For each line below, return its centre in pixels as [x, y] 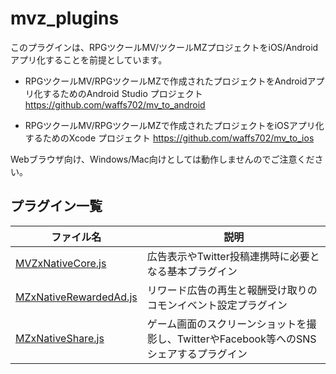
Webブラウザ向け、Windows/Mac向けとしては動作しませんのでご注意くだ [162, 159]
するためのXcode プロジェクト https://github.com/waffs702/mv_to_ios [169, 138]
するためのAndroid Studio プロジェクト [122, 93]
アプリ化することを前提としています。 [89, 59]
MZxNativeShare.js [60, 338]
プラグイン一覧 [56, 206]
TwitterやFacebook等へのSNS [246, 339]
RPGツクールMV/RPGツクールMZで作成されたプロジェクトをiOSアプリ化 [174, 125]
